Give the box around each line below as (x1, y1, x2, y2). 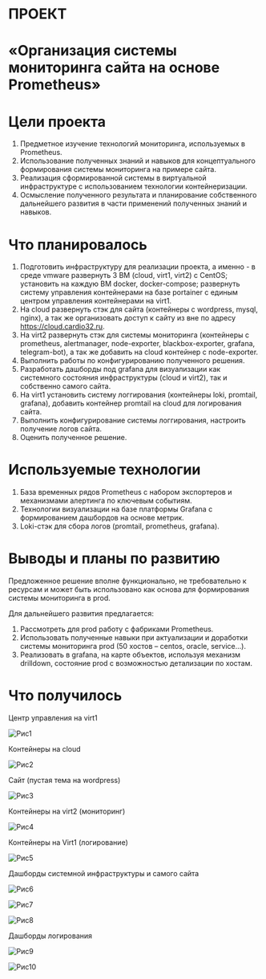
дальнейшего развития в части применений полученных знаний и (19, 198, 247, 209)
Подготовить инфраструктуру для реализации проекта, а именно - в (19, 262, 256, 271)
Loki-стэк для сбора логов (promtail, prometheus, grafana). (19, 521, 220, 531)
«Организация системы (8, 42, 178, 60)
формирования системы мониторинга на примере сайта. (19, 165, 216, 174)
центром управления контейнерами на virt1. (19, 296, 172, 306)
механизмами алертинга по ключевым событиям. (19, 496, 192, 506)
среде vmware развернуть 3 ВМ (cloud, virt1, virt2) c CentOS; (19, 271, 228, 280)
